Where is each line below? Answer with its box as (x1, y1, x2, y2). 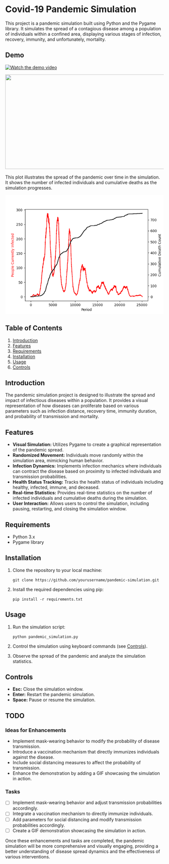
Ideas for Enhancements (5, 726, 66, 733)
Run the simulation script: (12, 624, 65, 630)
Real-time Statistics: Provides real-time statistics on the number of (12, 490, 152, 496)
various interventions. (5, 853, 50, 859)
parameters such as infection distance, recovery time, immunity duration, (5, 408, 157, 414)
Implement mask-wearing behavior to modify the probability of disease (12, 738, 160, 744)
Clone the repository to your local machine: (12, 567, 102, 573)
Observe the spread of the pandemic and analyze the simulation (12, 653, 146, 659)
